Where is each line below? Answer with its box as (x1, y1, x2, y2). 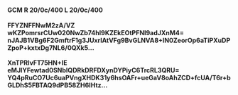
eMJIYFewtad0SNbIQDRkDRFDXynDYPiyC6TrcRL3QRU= (7, 66, 180, 75)
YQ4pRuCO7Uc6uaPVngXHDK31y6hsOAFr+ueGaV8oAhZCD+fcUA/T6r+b (7, 74, 231, 82)
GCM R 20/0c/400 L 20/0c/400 (7, 6, 103, 14)
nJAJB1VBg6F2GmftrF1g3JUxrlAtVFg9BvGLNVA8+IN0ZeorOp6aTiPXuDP (7, 36, 231, 45)
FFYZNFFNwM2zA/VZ (7, 21, 75, 30)
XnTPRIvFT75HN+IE (7, 58, 67, 67)
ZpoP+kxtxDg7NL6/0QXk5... (7, 44, 94, 52)
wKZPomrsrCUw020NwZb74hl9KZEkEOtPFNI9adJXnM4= (7, 29, 185, 37)
